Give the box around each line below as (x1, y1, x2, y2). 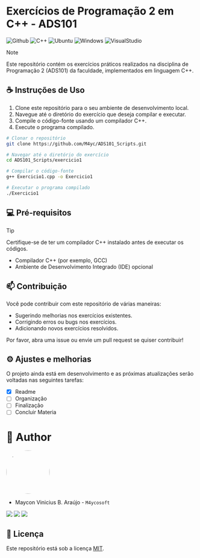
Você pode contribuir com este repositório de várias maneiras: (6, 300, 161, 307)
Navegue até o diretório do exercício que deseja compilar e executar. (14, 111, 187, 118)
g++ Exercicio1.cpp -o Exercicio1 (6, 174, 93, 180)
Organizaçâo (14, 395, 47, 402)
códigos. (6, 245, 28, 252)
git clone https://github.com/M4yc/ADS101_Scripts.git (6, 141, 147, 147)
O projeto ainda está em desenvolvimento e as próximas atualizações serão (6, 370, 194, 377)
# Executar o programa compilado (6, 185, 90, 191)
